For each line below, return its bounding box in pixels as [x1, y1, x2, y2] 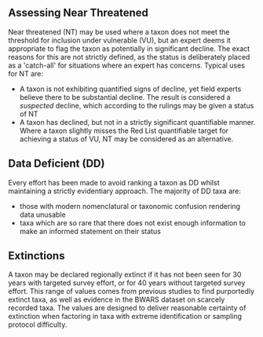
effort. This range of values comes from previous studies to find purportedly [8, 287, 255, 296]
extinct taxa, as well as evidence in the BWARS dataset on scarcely [8, 295, 225, 305]
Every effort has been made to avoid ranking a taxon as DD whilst [8, 178, 220, 187]
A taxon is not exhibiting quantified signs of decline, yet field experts [19, 84, 242, 93]
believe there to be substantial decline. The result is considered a [19, 92, 231, 101]
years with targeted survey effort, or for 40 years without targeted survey [8, 278, 246, 288]
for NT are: [8, 68, 43, 78]
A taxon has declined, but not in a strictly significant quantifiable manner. [19, 117, 256, 126]
